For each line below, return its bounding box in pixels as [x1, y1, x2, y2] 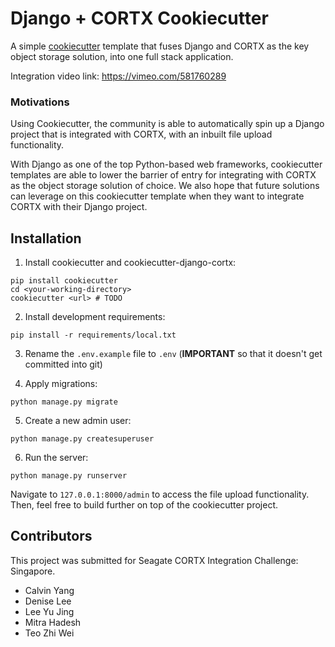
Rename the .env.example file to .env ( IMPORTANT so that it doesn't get [24, 348, 323, 360]
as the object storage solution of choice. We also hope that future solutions [10, 180, 320, 192]
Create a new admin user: [24, 415, 132, 427]
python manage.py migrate [10, 397, 118, 407]
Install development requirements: [24, 311, 166, 323]
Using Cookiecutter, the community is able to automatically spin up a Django [10, 118, 325, 130]
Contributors [10, 528, 93, 545]
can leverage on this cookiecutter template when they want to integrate [10, 190, 305, 202]
